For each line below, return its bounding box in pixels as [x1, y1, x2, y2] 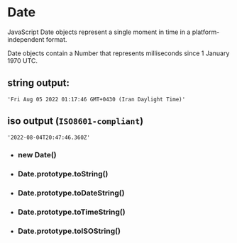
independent [7, 35, 45, 43]
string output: [7, 77, 70, 89]
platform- [192, 28, 220, 36]
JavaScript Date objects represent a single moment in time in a [7, 28, 191, 36]
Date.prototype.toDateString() [17, 188, 125, 198]
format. [45, 35, 67, 43]
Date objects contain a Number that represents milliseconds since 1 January [7, 49, 230, 57]
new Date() [17, 150, 57, 160]
